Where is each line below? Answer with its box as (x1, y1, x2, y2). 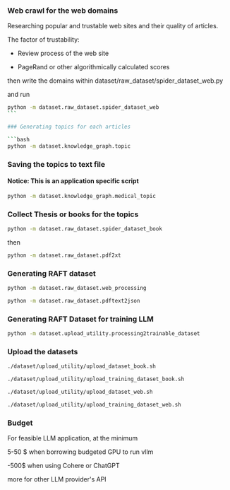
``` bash (7, 136, 30, 143)
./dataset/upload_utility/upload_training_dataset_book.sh (7, 375, 185, 383)
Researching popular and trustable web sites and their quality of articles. (7, 22, 219, 30)
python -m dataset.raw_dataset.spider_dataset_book (7, 225, 162, 232)
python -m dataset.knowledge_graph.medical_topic (7, 192, 157, 199)
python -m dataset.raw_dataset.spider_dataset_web (7, 104, 159, 111)
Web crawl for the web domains (7, 6, 119, 16)
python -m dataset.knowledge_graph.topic (7, 142, 131, 150)
